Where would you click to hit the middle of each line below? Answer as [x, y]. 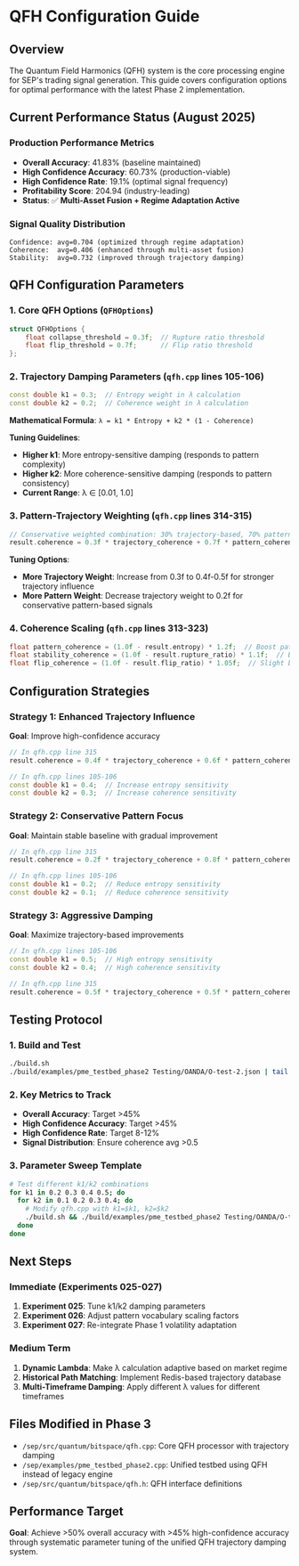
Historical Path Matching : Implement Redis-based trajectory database [152, 1377]
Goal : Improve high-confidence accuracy [85, 736]
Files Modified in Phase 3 [80, 1424]
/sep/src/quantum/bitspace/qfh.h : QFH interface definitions [132, 1483]
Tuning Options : [40, 559]
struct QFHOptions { [48, 329]
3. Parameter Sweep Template [76, 1166]
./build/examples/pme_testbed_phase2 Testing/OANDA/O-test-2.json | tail [149, 1072]
